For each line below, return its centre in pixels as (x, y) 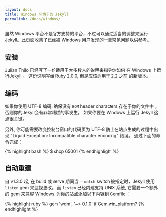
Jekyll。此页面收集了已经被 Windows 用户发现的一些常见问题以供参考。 (78, 40)
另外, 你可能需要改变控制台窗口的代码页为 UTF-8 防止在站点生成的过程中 (79, 129)
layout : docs (19, 10)
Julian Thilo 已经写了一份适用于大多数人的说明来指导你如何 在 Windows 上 (81, 70)
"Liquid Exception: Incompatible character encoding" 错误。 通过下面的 (83, 135)
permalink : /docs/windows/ (33, 19)
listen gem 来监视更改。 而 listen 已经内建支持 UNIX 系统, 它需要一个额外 (82, 187)
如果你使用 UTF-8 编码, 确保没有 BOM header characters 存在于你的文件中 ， (82, 106)
